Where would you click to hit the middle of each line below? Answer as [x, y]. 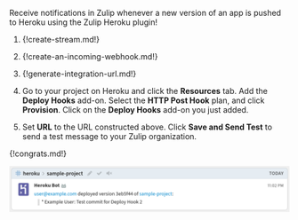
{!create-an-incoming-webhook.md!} [90, 56]
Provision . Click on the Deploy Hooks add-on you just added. [135, 110]
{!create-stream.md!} [61, 39]
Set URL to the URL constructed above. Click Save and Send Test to [147, 127]
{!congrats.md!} [38, 153]
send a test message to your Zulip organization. [109, 136]
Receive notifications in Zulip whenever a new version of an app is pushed [145, 13]
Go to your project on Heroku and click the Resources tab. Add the [145, 91]
